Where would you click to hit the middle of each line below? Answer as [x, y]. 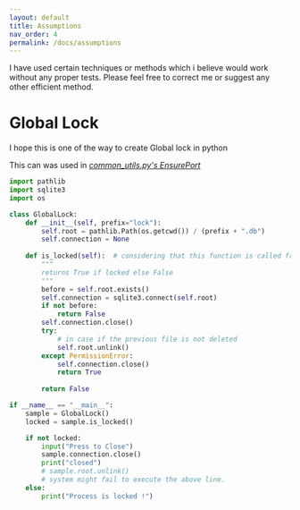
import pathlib [37, 182]
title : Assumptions [46, 26]
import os [28, 198]
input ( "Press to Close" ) [87, 446]
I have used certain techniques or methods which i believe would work [139, 68]
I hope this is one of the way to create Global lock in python [119, 148]
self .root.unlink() [93, 347]
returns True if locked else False [108, 272]
